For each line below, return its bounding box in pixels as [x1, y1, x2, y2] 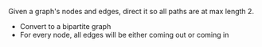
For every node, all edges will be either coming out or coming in [19, 31, 229, 39]
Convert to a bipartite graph [19, 22, 111, 31]
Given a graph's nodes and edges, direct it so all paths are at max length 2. [8, 7, 255, 16]
